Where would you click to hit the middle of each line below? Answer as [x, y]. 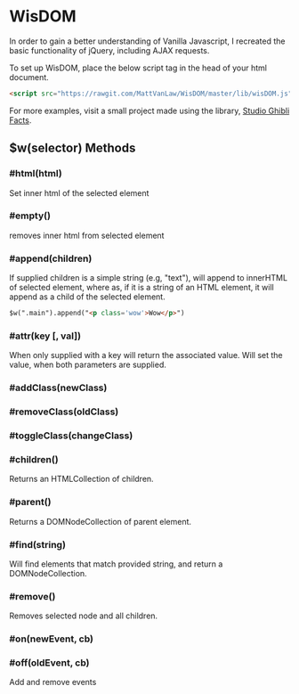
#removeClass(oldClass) [64, 412]
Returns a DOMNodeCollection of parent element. [101, 521]
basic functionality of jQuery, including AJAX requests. [109, 50]
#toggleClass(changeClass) [71, 436]
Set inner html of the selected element [79, 192]
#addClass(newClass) [58, 388]
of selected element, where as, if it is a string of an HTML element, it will [141, 288]
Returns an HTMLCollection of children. [81, 479]
